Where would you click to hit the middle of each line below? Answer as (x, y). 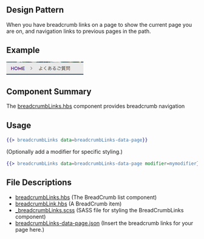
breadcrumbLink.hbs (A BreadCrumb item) (68, 204)
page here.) (29, 229)
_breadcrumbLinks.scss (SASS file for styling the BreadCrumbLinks (99, 210)
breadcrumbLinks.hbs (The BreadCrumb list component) (86, 197)
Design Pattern (35, 10)
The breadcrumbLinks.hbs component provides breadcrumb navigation (96, 106)
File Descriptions (39, 183)
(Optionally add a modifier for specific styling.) (65, 152)
